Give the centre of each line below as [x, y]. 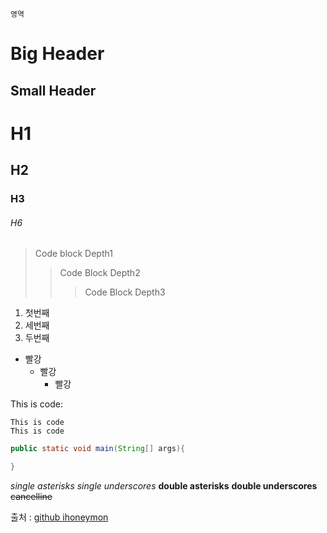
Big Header [57, 54]
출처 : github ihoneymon [59, 517]
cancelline [31, 497]
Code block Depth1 [73, 254]
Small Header [53, 90]
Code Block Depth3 [125, 292]
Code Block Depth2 [100, 273]
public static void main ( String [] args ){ [98, 449]
